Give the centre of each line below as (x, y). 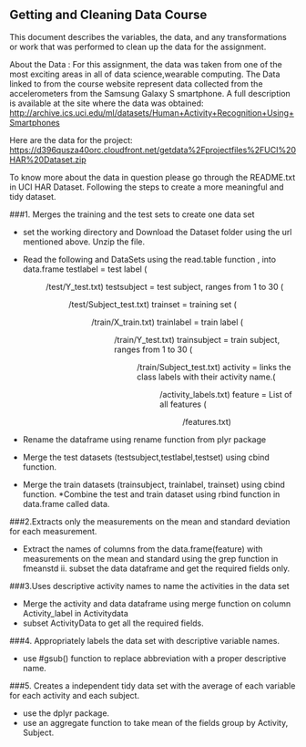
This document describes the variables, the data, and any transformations (148, 36)
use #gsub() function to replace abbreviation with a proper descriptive (154, 658)
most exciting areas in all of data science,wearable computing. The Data (145, 74)
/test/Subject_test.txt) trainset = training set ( (152, 304)
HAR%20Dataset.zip (48, 160)
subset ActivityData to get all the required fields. (113, 623)
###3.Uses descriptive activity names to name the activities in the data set (149, 586)
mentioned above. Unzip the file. (84, 242)
